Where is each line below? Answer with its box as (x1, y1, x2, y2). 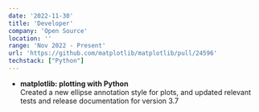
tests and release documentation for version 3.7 (19, 96, 179, 106)
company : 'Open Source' (8, 27, 88, 35)
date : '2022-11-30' (8, 11, 74, 20)
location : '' (8, 34, 52, 43)
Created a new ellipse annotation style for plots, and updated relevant (19, 87, 252, 97)
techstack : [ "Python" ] (8, 57, 84, 65)
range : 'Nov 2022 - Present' (8, 42, 106, 50)
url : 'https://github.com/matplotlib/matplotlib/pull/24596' (8, 49, 218, 57)
